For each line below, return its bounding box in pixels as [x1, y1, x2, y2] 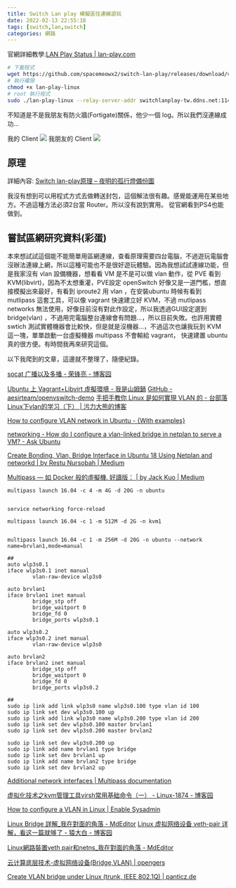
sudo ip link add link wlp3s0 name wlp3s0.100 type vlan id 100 [7, 703, 199, 710]
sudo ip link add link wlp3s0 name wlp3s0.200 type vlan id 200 [7, 715, 199, 722]
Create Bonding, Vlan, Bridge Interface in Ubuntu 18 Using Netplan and [7, 451, 213, 459]
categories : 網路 [7, 30, 56, 37]
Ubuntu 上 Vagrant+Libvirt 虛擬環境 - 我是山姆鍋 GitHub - [7, 385, 173, 393]
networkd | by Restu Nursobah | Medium [7, 459, 125, 467]
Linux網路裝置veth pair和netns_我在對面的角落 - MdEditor [7, 844, 174, 852]
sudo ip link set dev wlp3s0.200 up [7, 740, 114, 747]
